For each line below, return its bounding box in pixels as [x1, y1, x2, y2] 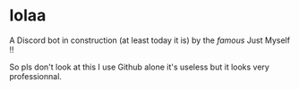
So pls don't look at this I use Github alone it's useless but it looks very [9, 61, 270, 72]
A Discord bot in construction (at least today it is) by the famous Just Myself [9, 35, 291, 45]
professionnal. [9, 70, 63, 81]
